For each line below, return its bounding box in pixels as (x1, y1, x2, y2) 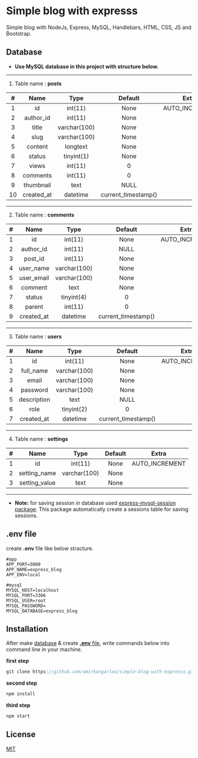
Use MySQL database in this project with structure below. (14, 63, 159, 70)
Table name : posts (14, 80, 62, 87)
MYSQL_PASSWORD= (6, 602, 46, 609)
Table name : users (14, 333, 62, 340)
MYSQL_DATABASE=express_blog (6, 608, 78, 614)
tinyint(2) (61, 405, 87, 413)
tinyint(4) (61, 293, 87, 301)
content (26, 142, 48, 150)
